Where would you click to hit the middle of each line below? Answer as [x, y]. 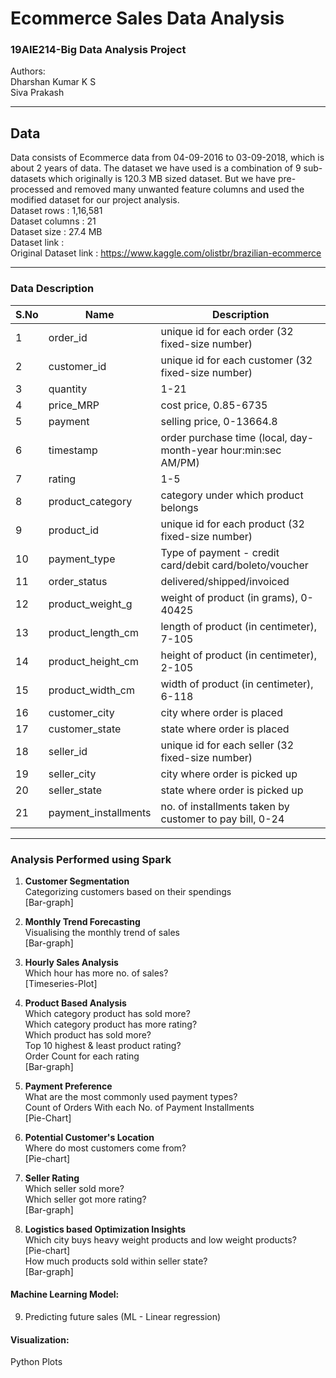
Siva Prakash [37, 93]
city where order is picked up [229, 774]
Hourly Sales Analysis [71, 962]
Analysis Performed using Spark [91, 859]
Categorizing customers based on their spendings [128, 891]
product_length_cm [94, 632]
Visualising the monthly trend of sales [102, 932]
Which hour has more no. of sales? [96, 973]
